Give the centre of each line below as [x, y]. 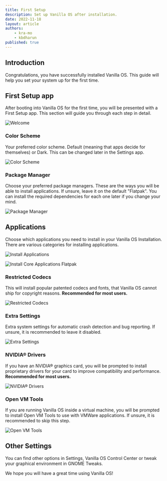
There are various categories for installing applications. [62, 245]
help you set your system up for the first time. [52, 80]
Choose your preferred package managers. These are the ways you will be [82, 185]
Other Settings [28, 446]
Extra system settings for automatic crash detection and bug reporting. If [80, 327]
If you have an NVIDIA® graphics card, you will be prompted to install [76, 366]
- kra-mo [23, 33]
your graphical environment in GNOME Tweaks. [54, 463]
